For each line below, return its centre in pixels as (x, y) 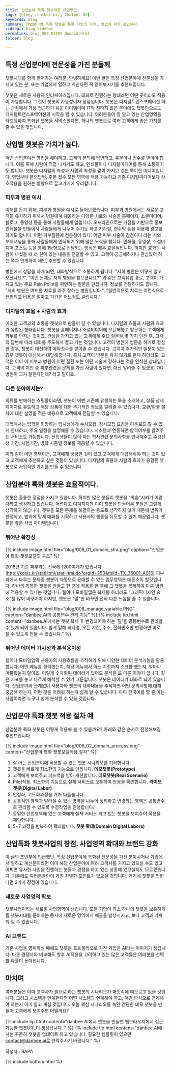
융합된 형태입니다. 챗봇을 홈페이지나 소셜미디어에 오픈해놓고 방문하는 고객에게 (87, 330)
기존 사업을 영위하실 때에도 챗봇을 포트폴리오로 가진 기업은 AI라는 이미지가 (79, 948)
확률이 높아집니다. (28, 961)
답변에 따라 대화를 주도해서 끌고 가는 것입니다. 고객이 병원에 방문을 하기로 (83, 342)
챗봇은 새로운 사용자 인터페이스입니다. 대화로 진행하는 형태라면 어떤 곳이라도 (81, 95)
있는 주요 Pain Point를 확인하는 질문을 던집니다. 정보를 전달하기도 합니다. (87, 284)
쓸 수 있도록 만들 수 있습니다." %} (38, 633)
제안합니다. (24, 820)
